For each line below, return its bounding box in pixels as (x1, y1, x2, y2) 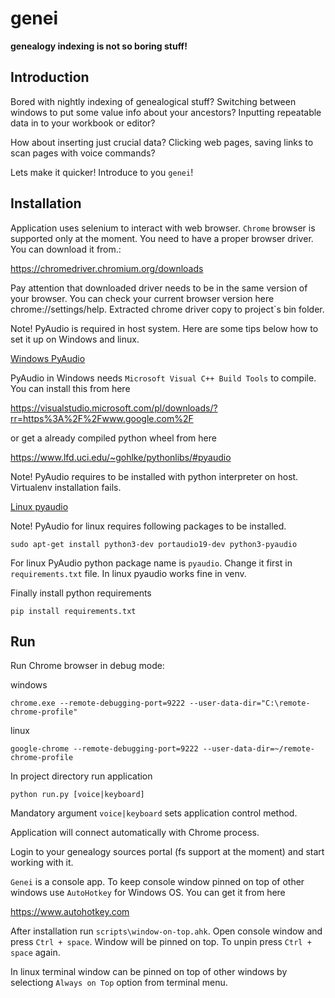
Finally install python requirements (10, 587, 152, 599)
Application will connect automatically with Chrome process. (10, 827, 260, 839)
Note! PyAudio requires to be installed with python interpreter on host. (10, 470, 299, 482)
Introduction (10, 69, 90, 86)
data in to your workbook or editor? (10, 117, 156, 129)
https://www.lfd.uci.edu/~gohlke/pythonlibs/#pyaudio (10, 451, 232, 463)
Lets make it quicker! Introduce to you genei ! (10, 166, 194, 178)
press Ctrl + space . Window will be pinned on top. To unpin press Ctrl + (10, 936, 312, 948)
